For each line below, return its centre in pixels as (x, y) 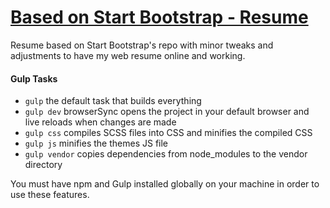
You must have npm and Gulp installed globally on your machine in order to (165, 184)
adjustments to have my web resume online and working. (128, 55)
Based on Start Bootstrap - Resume (159, 17)
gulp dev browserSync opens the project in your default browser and (167, 112)
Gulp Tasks (34, 78)
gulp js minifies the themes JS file (96, 143)
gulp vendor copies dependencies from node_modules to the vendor (166, 154)
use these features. (50, 195)
